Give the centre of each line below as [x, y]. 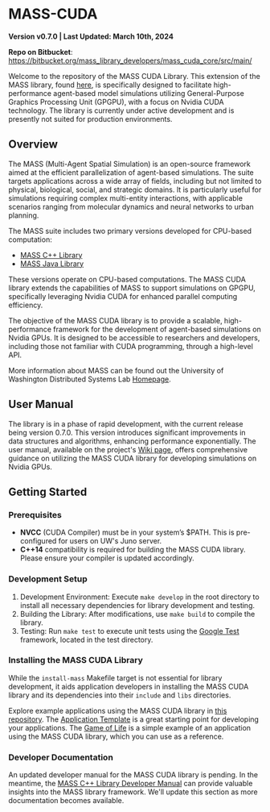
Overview [33, 145]
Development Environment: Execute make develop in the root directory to [139, 597]
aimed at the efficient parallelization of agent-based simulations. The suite [131, 172]
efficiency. [26, 305]
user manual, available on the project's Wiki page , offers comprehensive [128, 449]
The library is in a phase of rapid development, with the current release [126, 423]
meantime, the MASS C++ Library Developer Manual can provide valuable [131, 784]
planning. [24, 215]
